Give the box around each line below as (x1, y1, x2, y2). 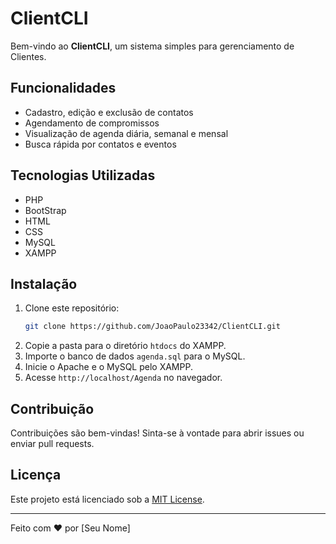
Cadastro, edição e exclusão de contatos (24, 106, 194, 118)
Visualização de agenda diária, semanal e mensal (24, 127, 229, 139)
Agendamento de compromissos (24, 117, 160, 129)
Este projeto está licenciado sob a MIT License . (10, 493, 205, 505)
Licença (10, 467, 62, 484)
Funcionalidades (10, 80, 117, 97)
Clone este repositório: (24, 302, 120, 314)
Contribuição (10, 400, 95, 417)
